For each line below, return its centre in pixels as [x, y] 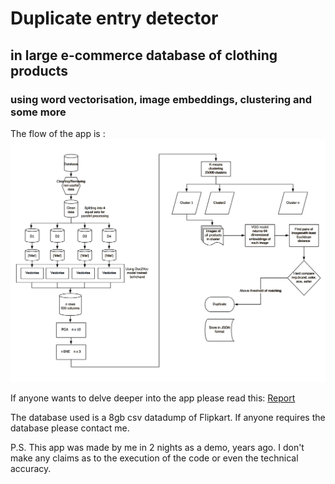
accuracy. [31, 469]
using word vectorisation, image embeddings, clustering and [161, 99]
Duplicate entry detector [114, 18]
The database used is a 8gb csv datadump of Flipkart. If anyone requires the [168, 418]
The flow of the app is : [58, 133]
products [39, 70]
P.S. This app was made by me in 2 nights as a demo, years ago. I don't [157, 448]
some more [38, 112]
